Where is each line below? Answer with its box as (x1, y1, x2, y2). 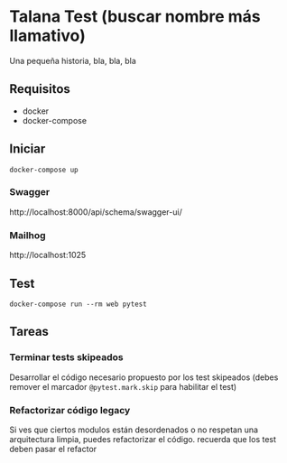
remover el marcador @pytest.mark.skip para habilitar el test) (9, 381, 237, 392)
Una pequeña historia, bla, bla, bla (9, 55, 137, 66)
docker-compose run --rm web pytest (9, 300, 147, 309)
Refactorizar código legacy (9, 403, 131, 416)
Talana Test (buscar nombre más (9, 6, 261, 27)
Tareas (9, 324, 50, 339)
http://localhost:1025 (9, 250, 87, 261)
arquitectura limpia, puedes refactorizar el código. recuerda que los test (9, 433, 277, 444)
